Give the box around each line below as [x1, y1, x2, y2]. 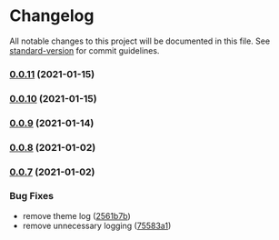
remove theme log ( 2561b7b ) [22, 210, 132, 221]
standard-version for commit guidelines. [9, 45, 160, 55]
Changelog [9, 5, 95, 26]
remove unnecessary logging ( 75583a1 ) [22, 220, 172, 231]
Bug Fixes [9, 190, 55, 203]
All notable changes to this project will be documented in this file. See [9, 35, 271, 46]
